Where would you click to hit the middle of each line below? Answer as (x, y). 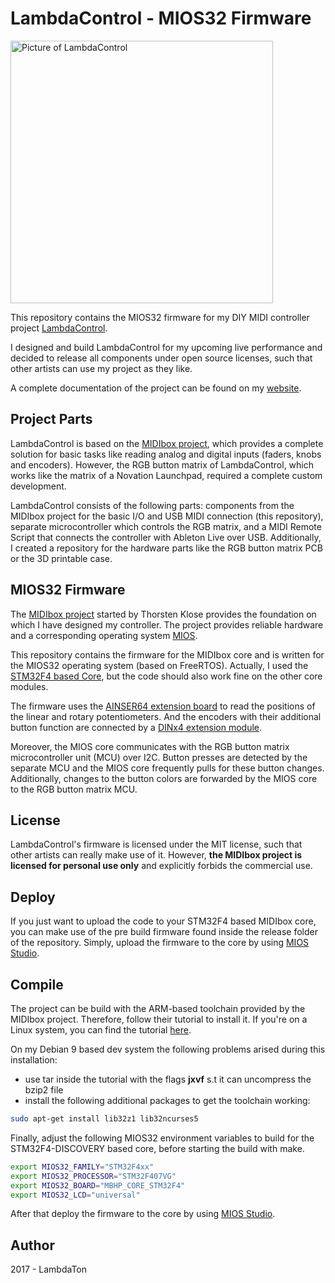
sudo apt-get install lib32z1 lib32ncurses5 (104, 1119)
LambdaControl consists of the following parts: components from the (152, 505)
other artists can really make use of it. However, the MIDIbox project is (156, 855)
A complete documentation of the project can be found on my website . (156, 388)
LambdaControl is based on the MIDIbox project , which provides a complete (167, 443)
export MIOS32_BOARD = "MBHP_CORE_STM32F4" (98, 1185)
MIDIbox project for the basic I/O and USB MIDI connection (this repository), (167, 516)
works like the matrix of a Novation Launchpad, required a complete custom (166, 475)
